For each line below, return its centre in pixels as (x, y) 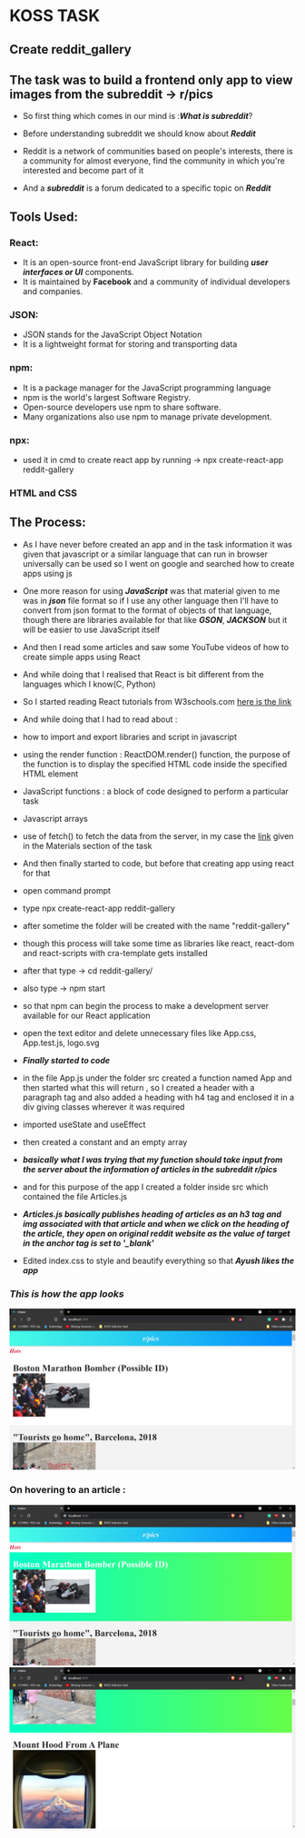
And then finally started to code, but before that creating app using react (158, 863)
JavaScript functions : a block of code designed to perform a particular (155, 791)
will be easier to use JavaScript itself (91, 629)
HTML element (50, 774)
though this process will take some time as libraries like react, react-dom (158, 943)
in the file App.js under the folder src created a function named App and (157, 1078)
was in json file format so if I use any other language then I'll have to (150, 600)
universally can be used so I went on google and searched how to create (158, 563)
